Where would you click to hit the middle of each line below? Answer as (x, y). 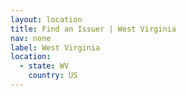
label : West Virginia (55, 47)
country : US (53, 76)
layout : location (46, 19)
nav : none (31, 38)
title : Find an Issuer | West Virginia (93, 29)
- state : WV (44, 66)
